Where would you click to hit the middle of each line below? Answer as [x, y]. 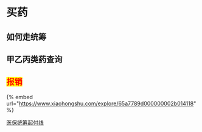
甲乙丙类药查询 [34, 59]
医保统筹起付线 [25, 122]
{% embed [20, 97]
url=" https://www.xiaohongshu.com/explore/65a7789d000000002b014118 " [101, 103]
